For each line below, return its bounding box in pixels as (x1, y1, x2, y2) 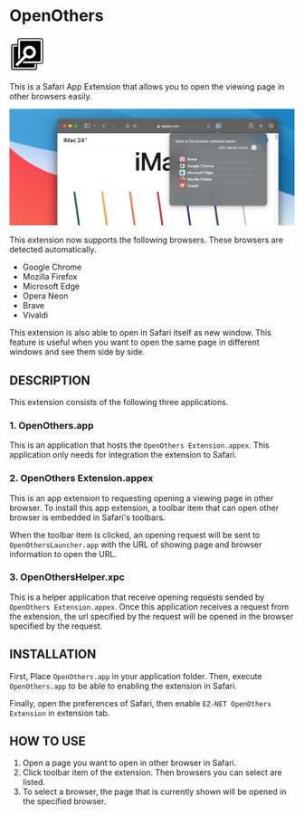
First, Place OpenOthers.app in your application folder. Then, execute (9, 670, 262, 681)
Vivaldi (22, 309, 48, 321)
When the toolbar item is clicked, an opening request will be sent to (9, 529, 261, 540)
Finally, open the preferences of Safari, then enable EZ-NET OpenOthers (9, 697, 272, 708)
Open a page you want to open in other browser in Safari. (22, 757, 237, 769)
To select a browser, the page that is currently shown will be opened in (22, 786, 287, 797)
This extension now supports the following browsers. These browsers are (9, 234, 283, 245)
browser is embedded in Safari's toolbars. (9, 512, 166, 523)
